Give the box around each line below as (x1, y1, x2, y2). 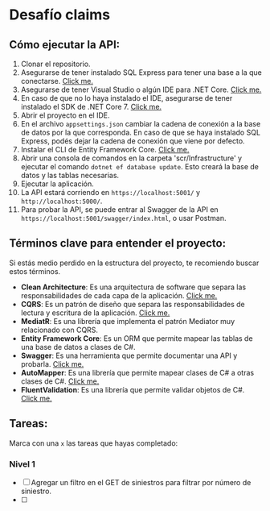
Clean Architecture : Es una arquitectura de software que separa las (20, 282, 247, 292)
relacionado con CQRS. (20, 325, 99, 334)
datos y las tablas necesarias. (20, 171, 120, 180)
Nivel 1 (9, 458, 35, 469)
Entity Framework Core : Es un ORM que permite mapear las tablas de (20, 333, 253, 343)
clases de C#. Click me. (20, 376, 100, 386)
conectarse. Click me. (20, 77, 94, 85)
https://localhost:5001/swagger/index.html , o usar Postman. (20, 214, 227, 222)
